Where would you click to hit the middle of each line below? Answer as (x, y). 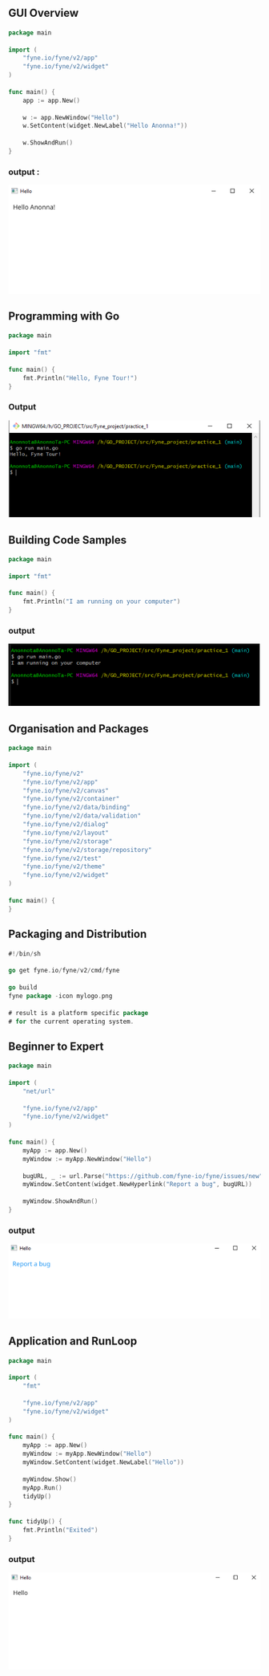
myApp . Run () (42, 1488)
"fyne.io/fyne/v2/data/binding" (76, 807)
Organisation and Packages (78, 729)
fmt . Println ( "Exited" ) (60, 1530)
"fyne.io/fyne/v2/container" (71, 799)
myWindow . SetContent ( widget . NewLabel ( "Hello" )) (103, 1462)
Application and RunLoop (73, 1342)
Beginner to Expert (56, 1046)
